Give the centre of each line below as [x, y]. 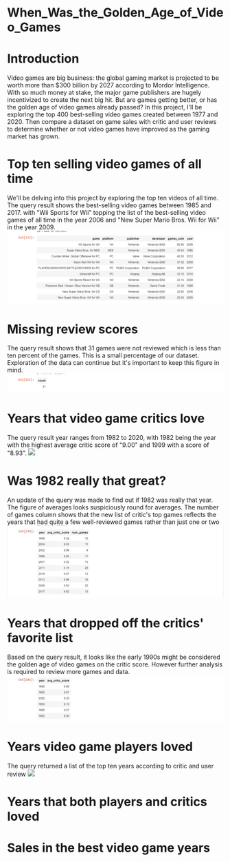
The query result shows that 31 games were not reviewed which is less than [114, 348]
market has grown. [34, 136]
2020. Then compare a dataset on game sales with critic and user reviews [112, 122]
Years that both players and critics [107, 802]
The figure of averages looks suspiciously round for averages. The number [113, 507]
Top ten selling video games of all [104, 164]
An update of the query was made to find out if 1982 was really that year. [110, 500]
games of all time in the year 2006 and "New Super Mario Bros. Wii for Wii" [113, 220]
